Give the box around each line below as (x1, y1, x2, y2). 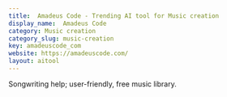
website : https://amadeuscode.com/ (8, 49, 129, 57)
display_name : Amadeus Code (8, 19, 107, 27)
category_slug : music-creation (8, 34, 114, 43)
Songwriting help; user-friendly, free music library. (8, 78, 177, 89)
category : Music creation (8, 27, 96, 35)
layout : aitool (8, 57, 60, 65)
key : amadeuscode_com (8, 42, 82, 50)
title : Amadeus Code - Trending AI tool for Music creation (8, 11, 220, 20)
